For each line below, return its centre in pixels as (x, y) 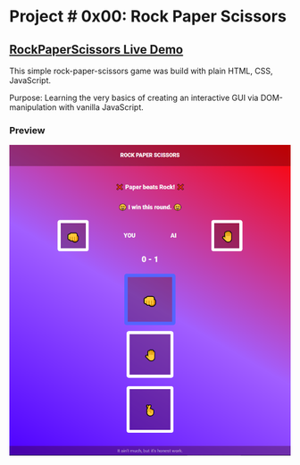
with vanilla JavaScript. (101, 107)
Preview (27, 130)
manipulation (33, 107)
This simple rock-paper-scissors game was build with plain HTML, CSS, (141, 71)
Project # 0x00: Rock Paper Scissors (148, 17)
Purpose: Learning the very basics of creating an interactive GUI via (134, 97)
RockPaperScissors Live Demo (96, 50)
